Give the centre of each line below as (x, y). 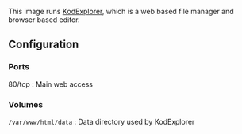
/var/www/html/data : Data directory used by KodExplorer (102, 121)
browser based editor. (44, 20)
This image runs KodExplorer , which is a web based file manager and (121, 11)
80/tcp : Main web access (51, 84)
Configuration (44, 45)
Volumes (26, 104)
